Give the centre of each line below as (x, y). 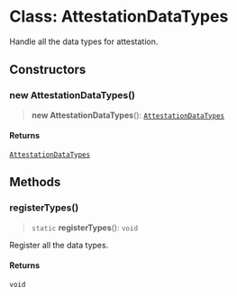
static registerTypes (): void (84, 228)
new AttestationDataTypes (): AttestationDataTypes (128, 115)
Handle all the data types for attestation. (84, 41)
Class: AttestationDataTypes (119, 17)
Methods (35, 182)
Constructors (48, 70)
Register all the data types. (59, 245)
